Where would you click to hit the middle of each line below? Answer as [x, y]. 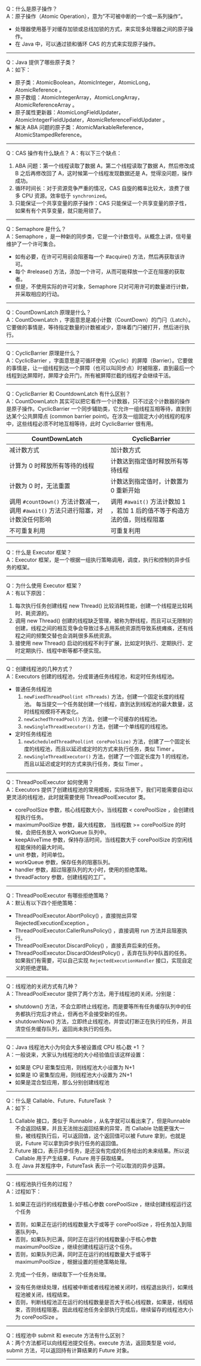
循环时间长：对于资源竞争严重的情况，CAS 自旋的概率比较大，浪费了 [100, 188]
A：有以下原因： [26, 593]
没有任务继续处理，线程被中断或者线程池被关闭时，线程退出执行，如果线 [104, 1287]
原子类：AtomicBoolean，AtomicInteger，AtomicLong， [84, 82]
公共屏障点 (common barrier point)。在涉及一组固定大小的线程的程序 [106, 416]
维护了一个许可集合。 [32, 244]
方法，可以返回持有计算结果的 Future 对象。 [78, 1350]
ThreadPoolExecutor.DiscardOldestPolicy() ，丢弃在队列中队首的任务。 [102, 953]
